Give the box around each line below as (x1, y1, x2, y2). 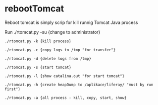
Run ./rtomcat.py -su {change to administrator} (4, 29, 101, 35)
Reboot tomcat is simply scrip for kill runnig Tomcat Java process (4, 19, 138, 25)
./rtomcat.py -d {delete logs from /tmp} (4, 56, 92, 61)
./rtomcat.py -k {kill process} (4, 38, 71, 44)
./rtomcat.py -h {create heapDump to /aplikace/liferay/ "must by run (4, 82, 154, 87)
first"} (4, 87, 21, 92)
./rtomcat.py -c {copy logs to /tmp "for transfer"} (4, 47, 116, 52)
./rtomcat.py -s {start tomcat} (4, 65, 71, 70)
